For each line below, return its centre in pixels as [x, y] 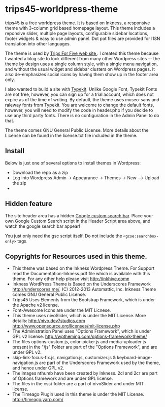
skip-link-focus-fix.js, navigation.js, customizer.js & [64, 358]
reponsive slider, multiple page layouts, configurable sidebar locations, [77, 33]
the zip [19, 183]
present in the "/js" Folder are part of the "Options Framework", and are [85, 347]
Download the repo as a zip [40, 172]
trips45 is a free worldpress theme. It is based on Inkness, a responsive [78, 23]
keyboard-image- [135, 358]
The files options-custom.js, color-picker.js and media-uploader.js [79, 342]
